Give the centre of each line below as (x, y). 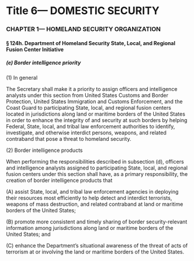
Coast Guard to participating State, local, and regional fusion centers (89, 107)
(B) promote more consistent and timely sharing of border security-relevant (97, 222)
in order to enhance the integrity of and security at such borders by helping (97, 120)
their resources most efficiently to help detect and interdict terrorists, (89, 198)
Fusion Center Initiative (35, 49)
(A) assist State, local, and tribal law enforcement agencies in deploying (92, 191)
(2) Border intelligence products (44, 150)
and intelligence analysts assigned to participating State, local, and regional (97, 168)
